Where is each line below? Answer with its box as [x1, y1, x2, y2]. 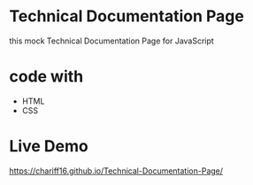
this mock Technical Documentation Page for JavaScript [9, 35, 214, 46]
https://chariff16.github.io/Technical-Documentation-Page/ [9, 166, 224, 176]
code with [9, 66, 84, 87]
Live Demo [9, 136, 88, 157]
